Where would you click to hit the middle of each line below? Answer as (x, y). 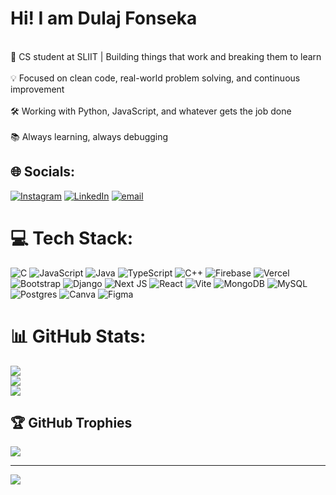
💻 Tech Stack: (72, 238)
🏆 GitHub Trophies (71, 423)
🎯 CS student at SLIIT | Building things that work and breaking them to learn (166, 56)
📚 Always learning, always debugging (89, 136)
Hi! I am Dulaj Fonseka (104, 18)
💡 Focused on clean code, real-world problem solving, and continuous (155, 78)
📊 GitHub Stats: (78, 336)
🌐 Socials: (43, 172)
